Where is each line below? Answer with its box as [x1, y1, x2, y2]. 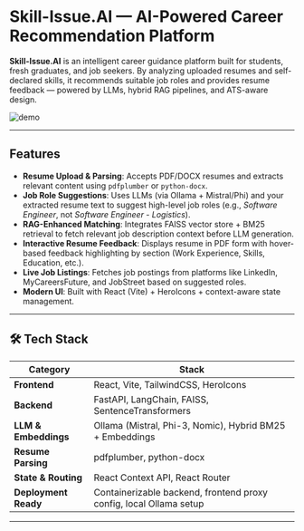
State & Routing [14, 471, 83, 484]
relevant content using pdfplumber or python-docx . [22, 179, 208, 191]
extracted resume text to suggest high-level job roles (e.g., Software [22, 199, 278, 210]
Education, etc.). [22, 256, 84, 268]
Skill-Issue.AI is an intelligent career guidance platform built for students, [9, 55, 284, 66]
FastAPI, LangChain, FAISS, [93, 392, 210, 405]
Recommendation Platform [9, 25, 215, 46]
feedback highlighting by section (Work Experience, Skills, [48, 247, 265, 258]
